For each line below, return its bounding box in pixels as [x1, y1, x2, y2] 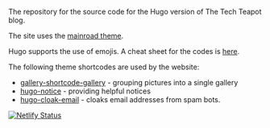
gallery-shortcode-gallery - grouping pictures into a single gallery [19, 78, 239, 87]
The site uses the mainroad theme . [8, 31, 124, 40]
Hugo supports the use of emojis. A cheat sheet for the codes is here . [8, 47, 240, 56]
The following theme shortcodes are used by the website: [8, 62, 200, 72]
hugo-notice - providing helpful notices [19, 86, 152, 96]
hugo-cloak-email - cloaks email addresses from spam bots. [19, 95, 221, 104]
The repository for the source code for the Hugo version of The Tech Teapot [8, 7, 262, 16]
